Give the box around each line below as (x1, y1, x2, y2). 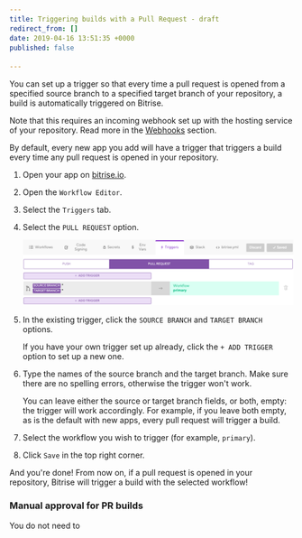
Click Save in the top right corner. (22, 450, 145, 460)
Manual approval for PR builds (9, 499, 144, 512)
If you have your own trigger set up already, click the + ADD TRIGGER (22, 341, 273, 352)
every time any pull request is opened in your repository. (9, 152, 219, 162)
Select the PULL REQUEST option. (22, 222, 140, 233)
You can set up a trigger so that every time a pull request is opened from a (9, 79, 286, 89)
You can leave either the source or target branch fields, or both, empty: (22, 395, 287, 406)
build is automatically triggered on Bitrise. (9, 97, 164, 108)
